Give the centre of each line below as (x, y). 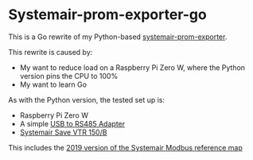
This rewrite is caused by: (51, 52)
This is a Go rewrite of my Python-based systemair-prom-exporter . (118, 37)
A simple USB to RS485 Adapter (72, 123)
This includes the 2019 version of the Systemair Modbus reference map (125, 147)
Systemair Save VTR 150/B (63, 132)
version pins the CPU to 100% (69, 76)
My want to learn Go (53, 84)
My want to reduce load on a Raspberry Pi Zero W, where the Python (132, 67)
